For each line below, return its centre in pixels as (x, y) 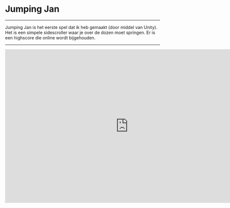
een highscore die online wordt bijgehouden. (50, 37)
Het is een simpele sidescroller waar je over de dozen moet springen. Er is (80, 32)
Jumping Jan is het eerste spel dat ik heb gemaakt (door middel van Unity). (81, 27)
